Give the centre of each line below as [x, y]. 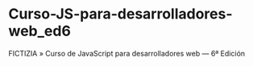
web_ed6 [39, 31]
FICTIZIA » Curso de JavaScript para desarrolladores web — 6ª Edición [127, 53]
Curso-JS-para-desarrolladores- [120, 14]
